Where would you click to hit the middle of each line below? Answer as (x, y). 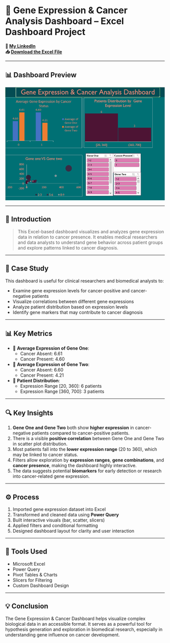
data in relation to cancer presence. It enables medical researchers (88, 237)
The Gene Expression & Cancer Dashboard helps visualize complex (75, 618)
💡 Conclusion (27, 606)
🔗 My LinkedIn (20, 46)
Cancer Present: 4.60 (42, 359)
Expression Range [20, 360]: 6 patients (61, 386)
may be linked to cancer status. (45, 455)
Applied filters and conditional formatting (55, 525)
